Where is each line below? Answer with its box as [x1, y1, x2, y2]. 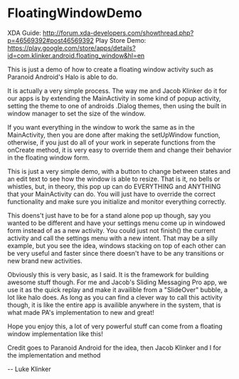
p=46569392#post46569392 [7, 36, 94, 44]
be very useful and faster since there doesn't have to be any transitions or [7, 249, 225, 257]
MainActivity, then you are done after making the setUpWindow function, [7, 130, 221, 139]
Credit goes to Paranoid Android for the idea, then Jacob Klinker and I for [7, 343, 222, 352]
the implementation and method [7, 351, 101, 359]
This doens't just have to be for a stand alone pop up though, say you [7, 211, 211, 219]
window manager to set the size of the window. [7, 109, 146, 118]
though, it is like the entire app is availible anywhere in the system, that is [7, 301, 221, 309]
